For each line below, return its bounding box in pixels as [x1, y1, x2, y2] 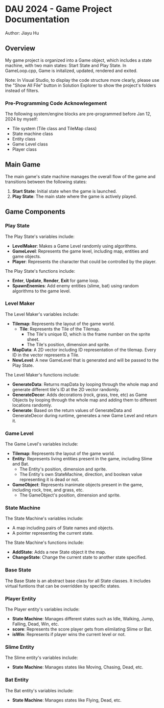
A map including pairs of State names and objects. [12, 525, 114, 531]
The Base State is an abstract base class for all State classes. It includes [5, 578, 151, 584]
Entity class [12, 136, 36, 142]
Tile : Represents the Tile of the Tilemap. [19, 326, 101, 331]
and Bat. [12, 461, 29, 467]
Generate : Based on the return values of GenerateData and [12, 407, 132, 413]
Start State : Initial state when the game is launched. [12, 188, 117, 194]
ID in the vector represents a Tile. [12, 352, 80, 358]
